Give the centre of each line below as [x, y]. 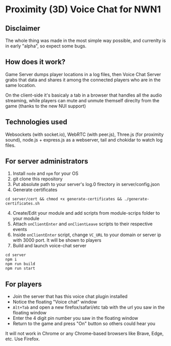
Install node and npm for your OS [45, 174]
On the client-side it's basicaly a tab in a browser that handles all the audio [84, 95]
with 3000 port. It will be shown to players [57, 240]
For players [23, 284]
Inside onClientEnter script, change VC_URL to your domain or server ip [87, 235]
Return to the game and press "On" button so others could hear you [84, 324]
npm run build [20, 264]
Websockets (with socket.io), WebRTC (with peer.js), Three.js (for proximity [84, 134]
